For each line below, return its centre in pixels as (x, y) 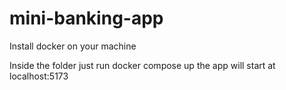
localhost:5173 (39, 76)
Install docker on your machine (73, 46)
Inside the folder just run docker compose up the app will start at (142, 65)
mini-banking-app (86, 18)
